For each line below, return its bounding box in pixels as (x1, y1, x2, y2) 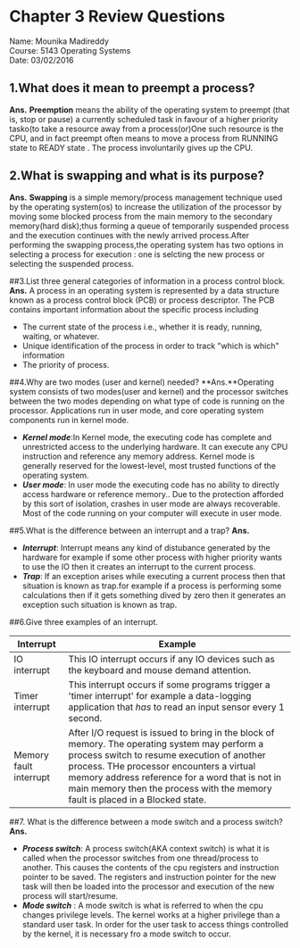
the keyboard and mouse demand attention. (68, 663, 252, 676)
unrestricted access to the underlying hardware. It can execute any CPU (21, 441, 288, 452)
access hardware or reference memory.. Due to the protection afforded (21, 488, 284, 499)
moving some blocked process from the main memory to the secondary (9, 211, 273, 221)
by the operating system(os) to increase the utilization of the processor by (9, 201, 282, 212)
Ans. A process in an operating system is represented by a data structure (9, 285, 279, 295)
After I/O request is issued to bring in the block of (68, 726, 275, 738)
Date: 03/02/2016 (9, 54, 74, 65)
